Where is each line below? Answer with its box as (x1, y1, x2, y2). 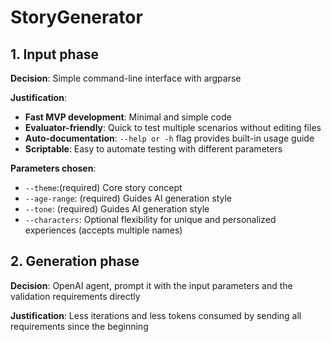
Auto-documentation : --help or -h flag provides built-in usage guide (24, 132, 315, 144)
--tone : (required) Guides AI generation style (24, 203, 210, 215)
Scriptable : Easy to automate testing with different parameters (24, 143, 283, 155)
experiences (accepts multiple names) (24, 224, 183, 236)
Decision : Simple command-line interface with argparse (10, 72, 242, 84)
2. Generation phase (10, 253, 140, 270)
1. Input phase (10, 46, 100, 63)
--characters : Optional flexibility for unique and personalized (24, 214, 277, 225)
